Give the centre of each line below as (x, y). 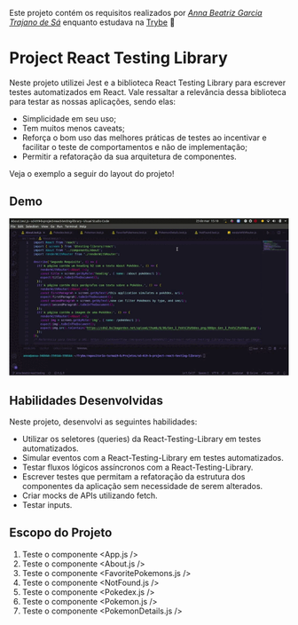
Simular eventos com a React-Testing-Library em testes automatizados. (153, 457)
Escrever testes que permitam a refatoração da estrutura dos (133, 476)
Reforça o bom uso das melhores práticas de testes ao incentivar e (145, 138)
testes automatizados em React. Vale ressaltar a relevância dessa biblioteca (148, 91)
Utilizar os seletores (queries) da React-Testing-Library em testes (141, 439)
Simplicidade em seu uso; (69, 118)
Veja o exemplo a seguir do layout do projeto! (92, 173)
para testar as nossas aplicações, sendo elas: (92, 101)
